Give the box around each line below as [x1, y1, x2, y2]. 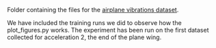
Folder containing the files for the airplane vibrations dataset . [7, 6, 179, 14]
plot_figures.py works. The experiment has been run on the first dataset [7, 26, 209, 34]
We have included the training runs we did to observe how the [7, 19, 183, 26]
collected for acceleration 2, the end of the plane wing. [7, 33, 162, 41]
